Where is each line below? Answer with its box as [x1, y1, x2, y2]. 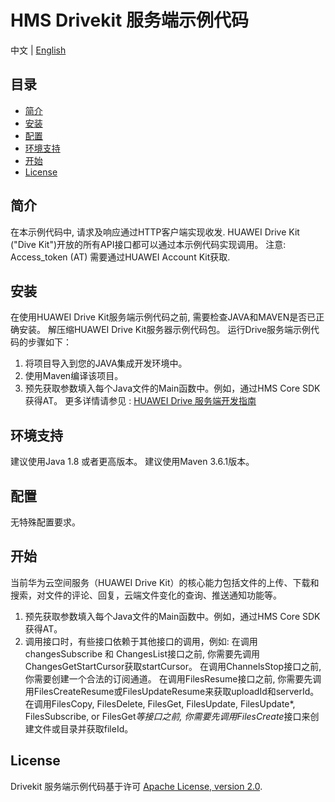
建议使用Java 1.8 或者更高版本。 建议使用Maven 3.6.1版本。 [10, 456, 255, 468]
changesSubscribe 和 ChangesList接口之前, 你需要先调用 [24, 647, 260, 660]
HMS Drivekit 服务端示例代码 [10, 9, 249, 32]
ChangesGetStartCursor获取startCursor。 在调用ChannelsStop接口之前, [24, 660, 322, 672]
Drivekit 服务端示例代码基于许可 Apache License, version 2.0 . [10, 780, 263, 792]
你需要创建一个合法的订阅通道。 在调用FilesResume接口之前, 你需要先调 [24, 672, 322, 685]
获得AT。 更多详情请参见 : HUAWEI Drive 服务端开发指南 [24, 395, 257, 407]
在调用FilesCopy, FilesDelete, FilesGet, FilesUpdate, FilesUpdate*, [24, 697, 296, 710]
